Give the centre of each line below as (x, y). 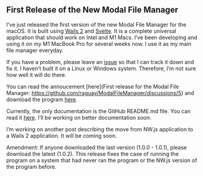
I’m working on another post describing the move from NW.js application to (100, 129)
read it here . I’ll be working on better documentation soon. (79, 117)
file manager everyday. (35, 50)
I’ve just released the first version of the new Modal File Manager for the (96, 24)
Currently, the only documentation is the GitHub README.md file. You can (98, 111)
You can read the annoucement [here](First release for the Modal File (93, 86)
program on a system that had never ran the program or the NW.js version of (102, 160)
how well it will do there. (36, 74)
